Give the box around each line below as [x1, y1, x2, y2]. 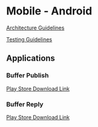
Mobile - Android [6, 4, 93, 18]
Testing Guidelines [6, 36, 52, 43]
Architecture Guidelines [6, 24, 65, 31]
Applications [6, 53, 55, 64]
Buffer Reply [6, 100, 44, 108]
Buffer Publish [6, 71, 49, 79]
